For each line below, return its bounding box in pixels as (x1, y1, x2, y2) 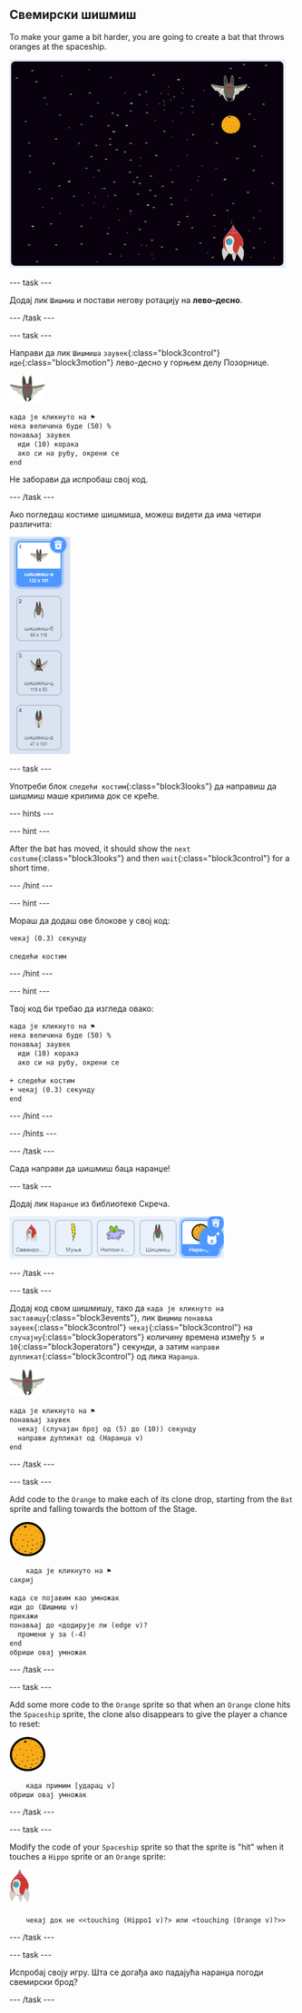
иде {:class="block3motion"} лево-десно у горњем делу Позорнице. (9, 357, 269, 368)
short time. (9, 862, 50, 873)
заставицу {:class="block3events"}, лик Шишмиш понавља (9, 1311, 213, 1323)
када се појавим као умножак (9, 1593, 120, 1603)
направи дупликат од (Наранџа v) (17, 1433, 144, 1442)
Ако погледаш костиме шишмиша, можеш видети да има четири (9, 508, 261, 520)
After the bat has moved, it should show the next (9, 843, 191, 854)
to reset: (9, 1718, 41, 1729)
